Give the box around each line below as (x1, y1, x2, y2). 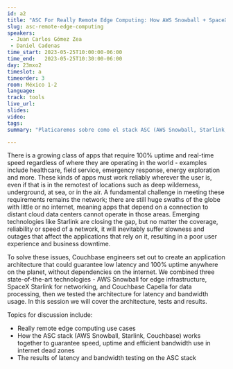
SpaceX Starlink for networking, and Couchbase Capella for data (7, 282, 192, 291)
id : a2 (7, 10, 26, 17)
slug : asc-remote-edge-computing (7, 23, 104, 30)
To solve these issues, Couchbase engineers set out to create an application (7, 253, 225, 261)
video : (7, 113, 26, 120)
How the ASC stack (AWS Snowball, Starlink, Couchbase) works (17, 332, 201, 340)
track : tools (7, 94, 45, 101)
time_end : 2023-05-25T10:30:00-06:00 (7, 55, 123, 62)
